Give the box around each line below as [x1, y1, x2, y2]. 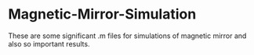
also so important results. [8, 39, 90, 48]
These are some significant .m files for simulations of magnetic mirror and [8, 31, 247, 40]
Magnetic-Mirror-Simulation [8, 5, 197, 23]
